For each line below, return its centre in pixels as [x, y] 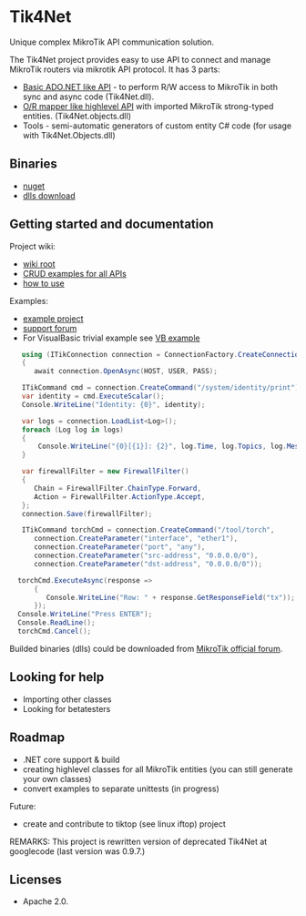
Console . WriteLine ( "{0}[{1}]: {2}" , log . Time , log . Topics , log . [162, 447]
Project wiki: [33, 246]
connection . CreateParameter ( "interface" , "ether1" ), [136, 539]
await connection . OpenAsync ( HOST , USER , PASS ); [126, 371]
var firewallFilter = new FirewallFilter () [105, 472]
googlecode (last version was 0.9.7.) [77, 851]
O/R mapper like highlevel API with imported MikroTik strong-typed [148, 106]
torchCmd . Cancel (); [55, 631]
